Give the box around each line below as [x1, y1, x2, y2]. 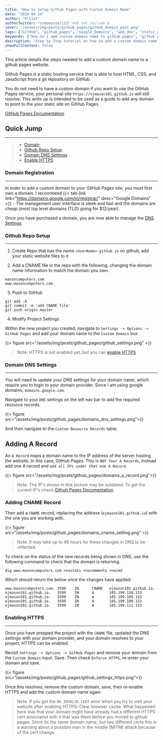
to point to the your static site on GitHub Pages [5, 101, 98, 107]
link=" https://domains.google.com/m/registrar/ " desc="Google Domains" [5, 195, 151, 201]
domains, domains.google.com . [5, 387, 65, 393]
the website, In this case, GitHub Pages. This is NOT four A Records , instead [5, 458, 156, 464]
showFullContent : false [5, 43, 53, 48]
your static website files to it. [12, 253, 70, 259]
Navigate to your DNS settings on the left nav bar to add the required [5, 397, 140, 402]
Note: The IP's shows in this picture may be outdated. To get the [16, 482, 146, 488]
